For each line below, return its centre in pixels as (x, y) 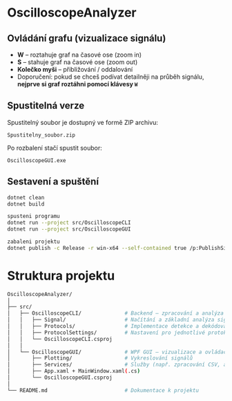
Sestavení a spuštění (53, 182)
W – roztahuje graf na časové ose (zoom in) (79, 55)
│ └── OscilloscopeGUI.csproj (60, 378)
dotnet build (26, 204)
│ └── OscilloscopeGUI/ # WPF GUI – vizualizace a (105, 352)
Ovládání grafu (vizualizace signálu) (87, 38)
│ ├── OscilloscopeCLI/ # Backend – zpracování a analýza (116, 313)
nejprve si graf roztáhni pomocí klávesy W (77, 84)
